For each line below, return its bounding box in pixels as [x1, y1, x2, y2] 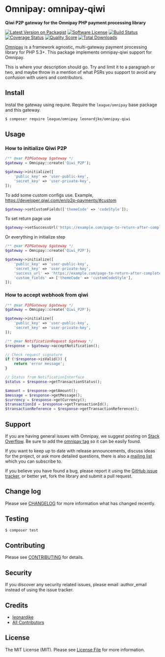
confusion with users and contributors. [5, 74, 83, 80]
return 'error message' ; [14, 361, 65, 366]
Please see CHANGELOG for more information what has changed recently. [5, 500, 156, 506]
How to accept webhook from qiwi [5, 292, 88, 299]
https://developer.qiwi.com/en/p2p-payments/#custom [5, 197, 117, 203]
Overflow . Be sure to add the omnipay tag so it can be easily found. [5, 439, 141, 445]
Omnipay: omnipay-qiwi [5, 3, 106, 15]
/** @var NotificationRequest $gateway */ [5, 338, 93, 344]
